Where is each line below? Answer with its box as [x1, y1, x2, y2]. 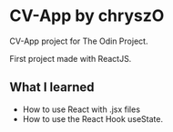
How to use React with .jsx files [22, 104, 141, 115]
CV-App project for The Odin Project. [9, 36, 148, 46]
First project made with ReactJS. [9, 53, 132, 64]
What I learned [9, 79, 95, 96]
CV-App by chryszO [9, 5, 165, 26]
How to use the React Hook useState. [22, 113, 164, 124]
